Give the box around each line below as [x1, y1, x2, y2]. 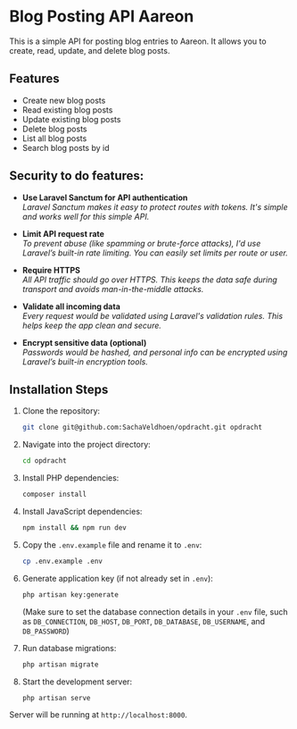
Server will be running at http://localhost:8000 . [9, 709, 187, 720]
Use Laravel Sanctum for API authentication [21, 192, 188, 203]
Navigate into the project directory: [21, 440, 152, 450]
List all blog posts [21, 132, 87, 144]
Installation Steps [9, 381, 109, 397]
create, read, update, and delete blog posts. [9, 45, 170, 55]
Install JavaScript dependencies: [21, 507, 143, 516]
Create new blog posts [21, 95, 106, 105]
